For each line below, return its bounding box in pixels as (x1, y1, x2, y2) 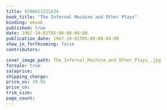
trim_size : (6, 90, 33, 96)
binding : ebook (6, 19, 43, 25)
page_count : (6, 95, 35, 101)
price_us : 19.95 (6, 79, 46, 85)
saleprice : (6, 68, 33, 74)
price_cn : (6, 84, 30, 91)
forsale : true (6, 63, 41, 68)
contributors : (6, 47, 41, 53)
